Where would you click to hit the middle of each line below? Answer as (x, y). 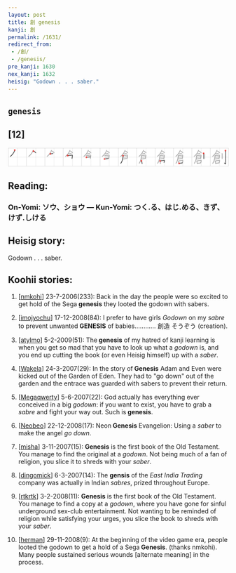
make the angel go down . (55, 433)
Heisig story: (37, 241)
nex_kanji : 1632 (32, 74)
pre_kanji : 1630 (32, 67)
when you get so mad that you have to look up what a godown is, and (118, 348)
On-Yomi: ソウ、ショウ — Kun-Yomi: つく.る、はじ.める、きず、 (116, 207)
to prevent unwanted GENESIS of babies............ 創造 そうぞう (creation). (123, 326)
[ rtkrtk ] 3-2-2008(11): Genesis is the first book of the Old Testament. (117, 496)
